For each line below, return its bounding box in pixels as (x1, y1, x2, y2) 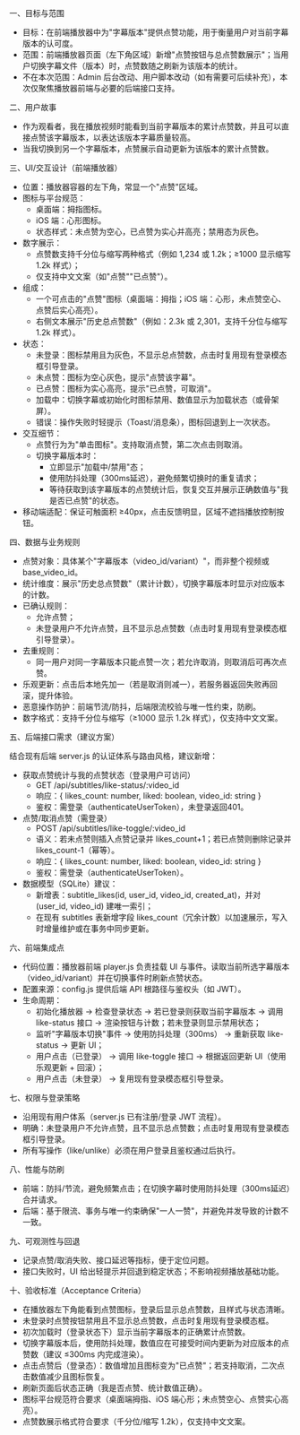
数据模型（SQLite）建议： (21, 878, 118, 889)
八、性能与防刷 (9, 1164, 64, 1174)
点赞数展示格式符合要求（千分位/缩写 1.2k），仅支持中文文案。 (21, 1416, 251, 1427)
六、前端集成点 (9, 942, 64, 953)
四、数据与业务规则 (9, 537, 81, 547)
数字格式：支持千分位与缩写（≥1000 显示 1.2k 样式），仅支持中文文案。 (21, 713, 284, 723)
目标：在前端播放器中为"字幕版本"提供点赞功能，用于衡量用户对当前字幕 (21, 27, 289, 38)
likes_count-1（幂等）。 (35, 845, 120, 855)
